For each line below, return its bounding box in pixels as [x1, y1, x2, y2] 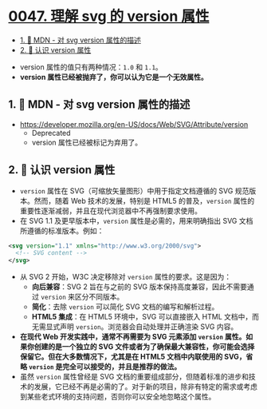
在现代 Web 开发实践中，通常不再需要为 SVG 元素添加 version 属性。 [19, 332, 246, 342]
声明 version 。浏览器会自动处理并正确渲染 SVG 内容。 [59, 322, 238, 332]
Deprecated [31, 128, 71, 137]
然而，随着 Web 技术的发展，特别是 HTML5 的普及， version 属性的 [33, 196, 255, 205]
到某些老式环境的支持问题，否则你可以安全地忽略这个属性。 [19, 392, 216, 402]
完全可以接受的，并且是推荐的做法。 [62, 362, 182, 371]
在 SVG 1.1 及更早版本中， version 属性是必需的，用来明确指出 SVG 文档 [19, 216, 253, 225]
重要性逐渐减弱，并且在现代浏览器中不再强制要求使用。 [19, 205, 202, 216]
